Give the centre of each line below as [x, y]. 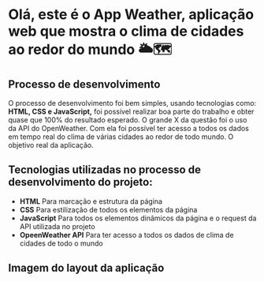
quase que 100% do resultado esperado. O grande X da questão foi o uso [128, 120]
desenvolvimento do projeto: [80, 182]
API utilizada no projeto [58, 226]
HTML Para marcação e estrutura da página [91, 201]
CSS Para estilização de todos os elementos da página [108, 209]
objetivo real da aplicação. [51, 145]
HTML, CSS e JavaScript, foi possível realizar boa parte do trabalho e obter [131, 111]
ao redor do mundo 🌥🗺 [90, 50]
